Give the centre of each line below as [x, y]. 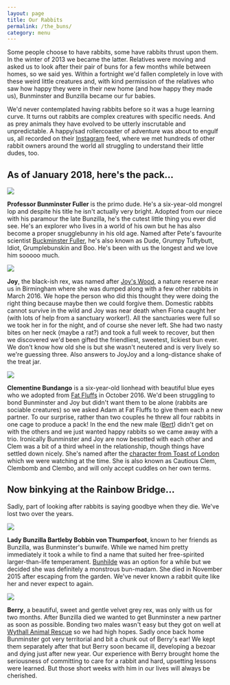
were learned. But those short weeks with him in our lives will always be [109, 668]
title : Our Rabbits [35, 20]
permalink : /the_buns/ [39, 26]
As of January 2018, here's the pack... [90, 175]
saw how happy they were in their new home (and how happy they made [110, 89]
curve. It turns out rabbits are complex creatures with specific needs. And [111, 117]
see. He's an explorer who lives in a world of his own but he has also [104, 226]
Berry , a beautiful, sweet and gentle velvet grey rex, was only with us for [110, 609]
